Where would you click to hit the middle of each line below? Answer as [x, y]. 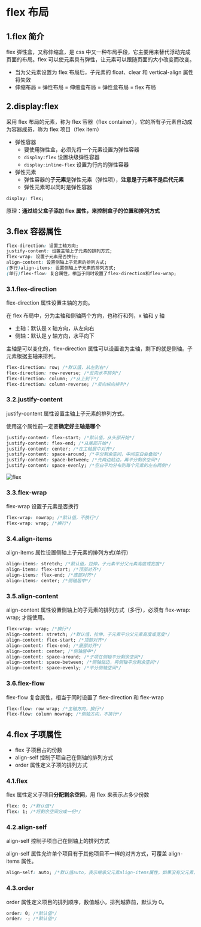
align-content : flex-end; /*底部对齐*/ [54, 646]
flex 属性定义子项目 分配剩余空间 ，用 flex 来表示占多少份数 [78, 795]
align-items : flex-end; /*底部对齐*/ [51, 575]
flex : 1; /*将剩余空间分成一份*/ [44, 812]
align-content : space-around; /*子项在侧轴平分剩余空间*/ [75, 657]
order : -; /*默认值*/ [32, 919]
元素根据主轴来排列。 [32, 356]
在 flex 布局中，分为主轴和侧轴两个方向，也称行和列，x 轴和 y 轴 [86, 315]
